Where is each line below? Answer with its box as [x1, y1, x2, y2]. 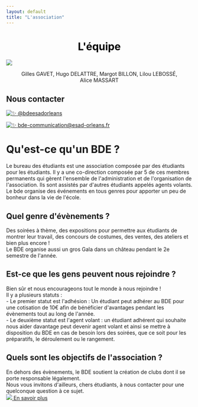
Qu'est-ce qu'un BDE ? [6, 143, 120, 156]
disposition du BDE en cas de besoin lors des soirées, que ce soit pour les [6, 329, 187, 336]
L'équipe [77, 40, 121, 53]
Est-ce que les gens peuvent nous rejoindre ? [6, 269, 176, 279]
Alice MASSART [79, 77, 119, 84]
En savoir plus [13, 394, 48, 401]
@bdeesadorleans [17, 110, 63, 117]
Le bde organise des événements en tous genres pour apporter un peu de [6, 187, 186, 195]
